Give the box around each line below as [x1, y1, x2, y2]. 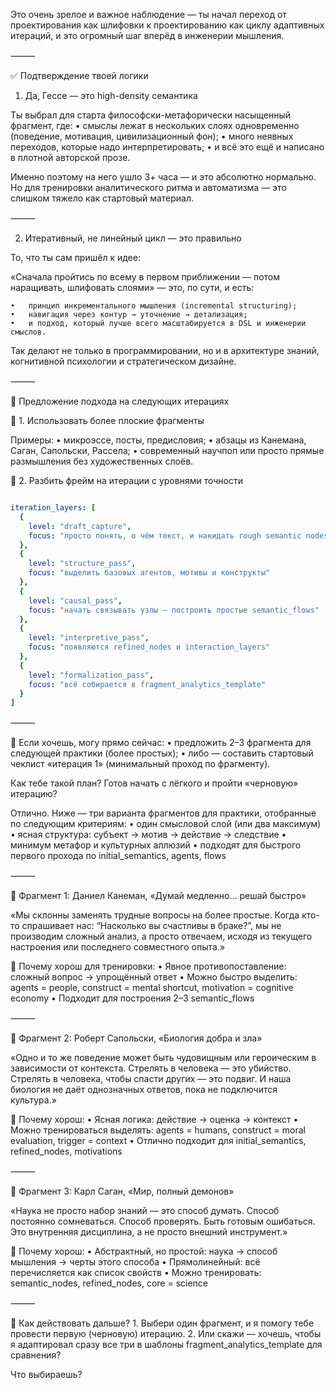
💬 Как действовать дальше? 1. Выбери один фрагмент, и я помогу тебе [10, 1317, 315, 1329]
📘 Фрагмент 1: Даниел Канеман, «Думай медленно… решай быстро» [10, 890, 307, 902]
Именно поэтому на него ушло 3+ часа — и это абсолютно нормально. [10, 171, 317, 183]
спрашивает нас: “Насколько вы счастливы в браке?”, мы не [21, 920, 282, 932]
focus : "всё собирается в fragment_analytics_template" [28, 679, 267, 689]
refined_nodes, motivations [10, 1145, 123, 1158]
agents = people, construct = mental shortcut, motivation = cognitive [10, 982, 294, 994]
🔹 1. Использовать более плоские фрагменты [10, 415, 205, 426]
